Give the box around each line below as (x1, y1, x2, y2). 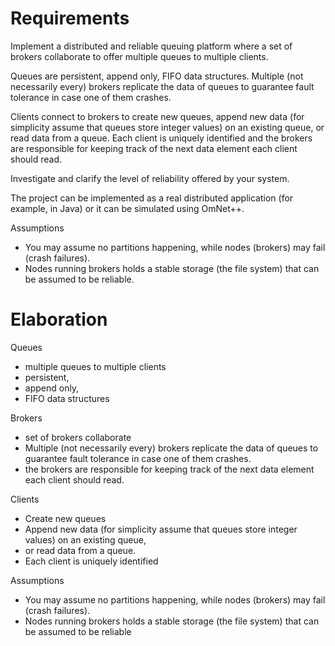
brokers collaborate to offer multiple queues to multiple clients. (10, 50, 269, 62)
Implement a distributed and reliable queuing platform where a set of (10, 40, 293, 52)
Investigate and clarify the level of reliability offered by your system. (10, 172, 290, 184)
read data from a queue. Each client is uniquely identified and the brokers (10, 132, 313, 144)
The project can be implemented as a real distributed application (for (10, 192, 294, 204)
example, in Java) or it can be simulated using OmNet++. (10, 202, 245, 214)
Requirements (10, 7, 130, 30)
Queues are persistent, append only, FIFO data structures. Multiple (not (10, 70, 304, 82)
